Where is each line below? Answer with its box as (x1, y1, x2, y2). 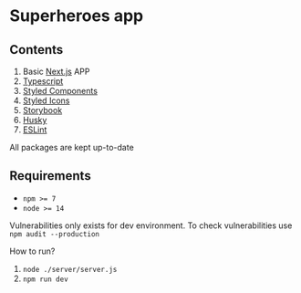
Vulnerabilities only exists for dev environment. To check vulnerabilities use (9, 220, 293, 231)
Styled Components (22, 86, 99, 96)
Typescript (22, 76, 64, 87)
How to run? (9, 246, 56, 256)
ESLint (22, 124, 47, 135)
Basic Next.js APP (22, 66, 90, 77)
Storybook (22, 105, 63, 115)
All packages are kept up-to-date (9, 142, 134, 152)
